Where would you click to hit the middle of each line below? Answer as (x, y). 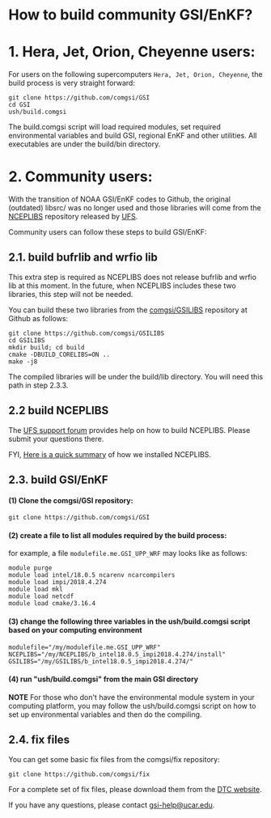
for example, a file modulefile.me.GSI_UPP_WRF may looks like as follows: (128, 553)
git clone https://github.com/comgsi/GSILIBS (86, 333)
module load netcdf (41, 596)
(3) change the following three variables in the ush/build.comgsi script (129, 621)
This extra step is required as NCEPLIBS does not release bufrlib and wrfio (133, 277)
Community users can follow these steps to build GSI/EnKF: (108, 232)
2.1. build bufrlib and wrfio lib (83, 258)
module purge (30, 568)
